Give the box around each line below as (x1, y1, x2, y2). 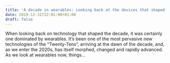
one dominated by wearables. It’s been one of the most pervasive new (5, 36, 153, 42)
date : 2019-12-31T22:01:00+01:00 (5, 12, 76, 17)
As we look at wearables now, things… (5, 52, 86, 58)
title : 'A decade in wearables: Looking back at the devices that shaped (5, 7, 165, 13)
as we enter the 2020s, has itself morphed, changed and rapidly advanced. (5, 46, 163, 53)
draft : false (5, 17, 33, 22)
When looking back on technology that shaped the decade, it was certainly (5, 31, 163, 37)
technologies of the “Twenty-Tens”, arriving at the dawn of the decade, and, (5, 41, 164, 47)
